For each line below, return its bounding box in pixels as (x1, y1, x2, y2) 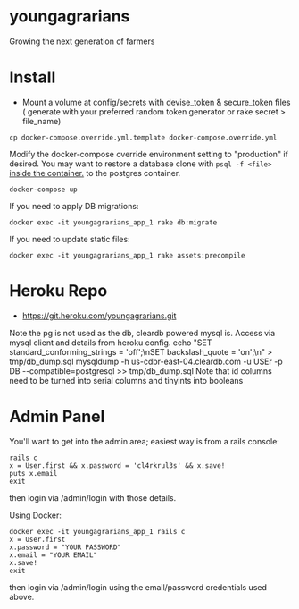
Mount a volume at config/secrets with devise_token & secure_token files (21, 97, 291, 107)
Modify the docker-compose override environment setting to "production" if (9, 148, 288, 159)
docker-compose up (9, 185, 78, 194)
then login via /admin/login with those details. (9, 492, 177, 503)
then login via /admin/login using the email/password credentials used (9, 581, 268, 592)
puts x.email (9, 469, 58, 478)
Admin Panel (9, 407, 105, 427)
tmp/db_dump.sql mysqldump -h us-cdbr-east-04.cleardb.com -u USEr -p (9, 356, 283, 367)
